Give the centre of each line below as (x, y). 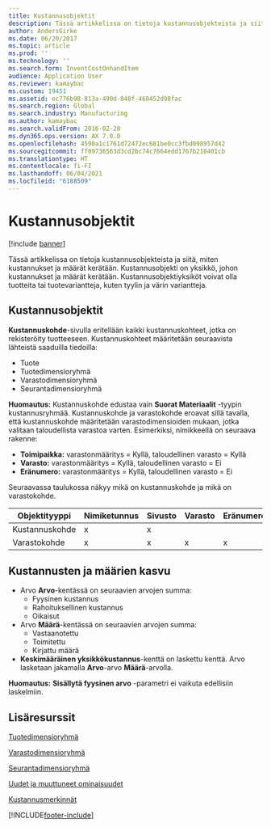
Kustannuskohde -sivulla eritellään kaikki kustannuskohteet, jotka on (122, 330)
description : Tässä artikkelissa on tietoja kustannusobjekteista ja (128, 23)
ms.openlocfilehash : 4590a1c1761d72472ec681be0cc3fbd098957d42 (117, 143)
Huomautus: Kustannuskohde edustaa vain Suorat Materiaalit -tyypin (125, 404)
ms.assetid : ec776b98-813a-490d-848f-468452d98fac (95, 99)
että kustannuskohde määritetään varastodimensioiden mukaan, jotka (124, 421)
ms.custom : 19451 (38, 91)
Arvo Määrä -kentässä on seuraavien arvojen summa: (108, 625)
